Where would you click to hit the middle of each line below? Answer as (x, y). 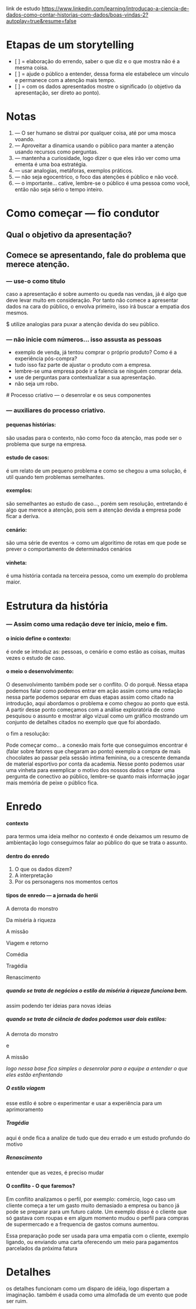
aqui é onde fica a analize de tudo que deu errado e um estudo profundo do (98, 1138)
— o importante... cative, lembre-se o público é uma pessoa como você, (102, 183)
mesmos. (17, 313)
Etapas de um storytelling (70, 45)
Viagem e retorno (27, 943)
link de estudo (23, 9)
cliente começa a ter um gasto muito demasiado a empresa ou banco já (93, 1205)
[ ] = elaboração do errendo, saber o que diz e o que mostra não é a (97, 61)
